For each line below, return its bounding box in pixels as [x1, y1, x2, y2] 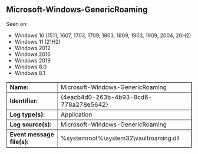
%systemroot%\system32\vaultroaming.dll [61, 134, 180, 142]
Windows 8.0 [14, 63, 47, 70]
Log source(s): [9, 120, 52, 129]
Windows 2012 [14, 44, 51, 51]
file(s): [9, 137, 29, 146]
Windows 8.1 [14, 69, 45, 76]
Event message [9, 130, 54, 138]
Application [61, 110, 93, 119]
